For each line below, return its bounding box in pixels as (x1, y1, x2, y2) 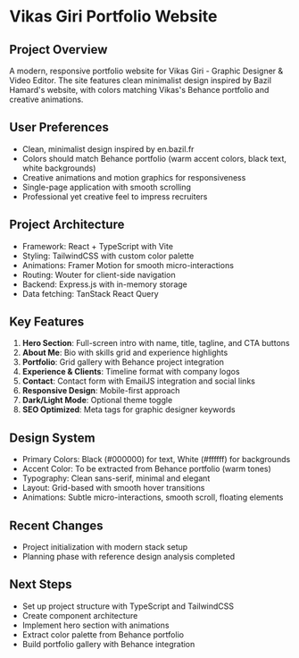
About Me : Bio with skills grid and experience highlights (21, 347, 228, 359)
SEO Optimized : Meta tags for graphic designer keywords (21, 404, 236, 415)
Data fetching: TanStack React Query (21, 288, 159, 299)
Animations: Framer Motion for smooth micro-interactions (21, 259, 235, 270)
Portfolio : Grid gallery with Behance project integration (21, 357, 225, 367)
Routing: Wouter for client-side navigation (21, 269, 176, 280)
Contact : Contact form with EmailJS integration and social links (21, 375, 256, 386)
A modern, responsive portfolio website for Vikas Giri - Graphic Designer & (9, 65, 284, 76)
